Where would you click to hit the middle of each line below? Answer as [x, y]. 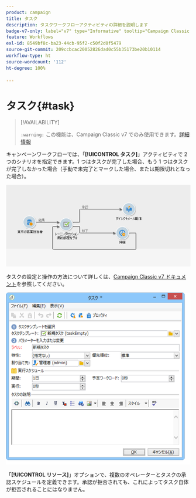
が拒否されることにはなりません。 [47, 489]
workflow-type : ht [28, 56]
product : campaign [28, 12]
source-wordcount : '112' [36, 62]
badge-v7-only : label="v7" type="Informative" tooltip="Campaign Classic [98, 31]
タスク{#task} [40, 106]
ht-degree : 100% [26, 68]
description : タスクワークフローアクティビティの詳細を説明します [77, 25]
